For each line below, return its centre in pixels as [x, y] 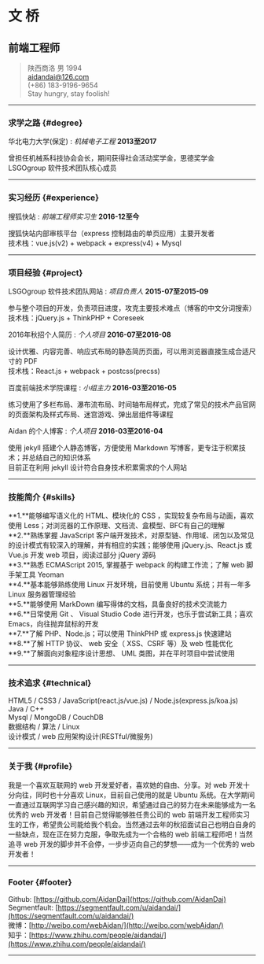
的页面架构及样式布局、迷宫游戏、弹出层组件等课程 [91, 414]
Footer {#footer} [40, 882]
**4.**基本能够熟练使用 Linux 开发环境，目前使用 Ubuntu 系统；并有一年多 [130, 585]
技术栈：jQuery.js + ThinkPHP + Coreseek [76, 318]
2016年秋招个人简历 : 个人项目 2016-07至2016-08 [90, 334]
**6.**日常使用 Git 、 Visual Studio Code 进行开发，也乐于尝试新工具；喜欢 [130, 614]
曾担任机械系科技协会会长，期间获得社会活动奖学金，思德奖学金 [111, 158]
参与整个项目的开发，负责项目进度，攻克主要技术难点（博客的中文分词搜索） [132, 308]
